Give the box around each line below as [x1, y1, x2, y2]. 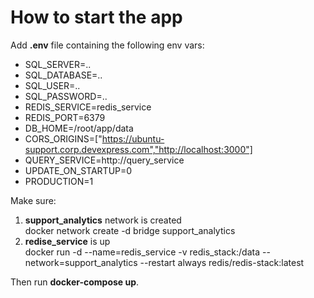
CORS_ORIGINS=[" [24, 132, 103, 145]
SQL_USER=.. [24, 79, 81, 91]
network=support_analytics [24, 256, 138, 268]
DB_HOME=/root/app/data [24, 122, 134, 134]
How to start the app [10, 6, 183, 29]
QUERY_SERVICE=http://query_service [24, 154, 185, 166]
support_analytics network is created [24, 214, 182, 226]
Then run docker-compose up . [10, 276, 140, 288]
